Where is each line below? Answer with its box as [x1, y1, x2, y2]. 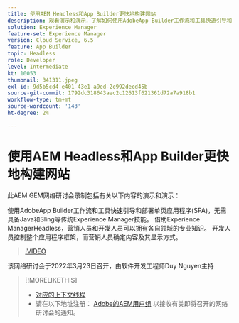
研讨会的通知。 [35, 308, 80, 317]
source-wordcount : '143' [7, 103, 81, 110]
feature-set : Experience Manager [7, 30, 107, 38]
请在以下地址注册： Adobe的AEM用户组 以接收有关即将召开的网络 [35, 299, 228, 307]
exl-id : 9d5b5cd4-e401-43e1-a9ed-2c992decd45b [7, 83, 148, 90]
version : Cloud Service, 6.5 [7, 37, 94, 44]
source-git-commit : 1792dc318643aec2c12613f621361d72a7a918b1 [7, 89, 196, 97]
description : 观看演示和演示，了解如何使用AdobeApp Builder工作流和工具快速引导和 [7, 17, 233, 24]
